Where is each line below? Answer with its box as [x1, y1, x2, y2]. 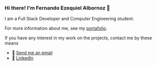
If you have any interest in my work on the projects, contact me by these [4, 35, 152, 41]
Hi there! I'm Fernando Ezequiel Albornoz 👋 [4, 4, 110, 11]
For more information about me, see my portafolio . [4, 25, 107, 31]
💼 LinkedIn [11, 55, 34, 61]
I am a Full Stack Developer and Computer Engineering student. [4, 16, 134, 22]
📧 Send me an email [11, 50, 53, 56]
